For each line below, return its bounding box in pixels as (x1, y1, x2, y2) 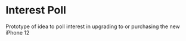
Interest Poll (5, 4, 67, 17)
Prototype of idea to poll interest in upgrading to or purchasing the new (5, 23, 180, 30)
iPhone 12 (5, 29, 30, 36)
